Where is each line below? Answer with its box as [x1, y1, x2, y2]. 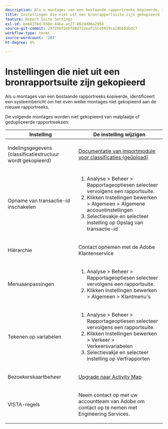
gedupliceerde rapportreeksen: [5, 119, 69, 125]
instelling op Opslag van [86, 219, 143, 226]
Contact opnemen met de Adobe [78, 243, 155, 250]
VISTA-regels [7, 401, 40, 408]
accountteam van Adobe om [78, 397, 145, 404]
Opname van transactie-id [7, 197, 70, 204]
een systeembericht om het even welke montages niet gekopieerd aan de [5, 98, 156, 104]
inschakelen [7, 203, 36, 210]
